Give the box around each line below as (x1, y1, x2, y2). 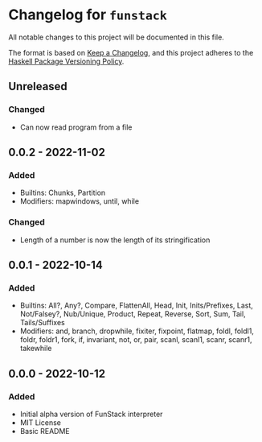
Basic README (19, 426, 70, 436)
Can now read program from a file (19, 122, 133, 132)
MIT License (19, 417, 62, 428)
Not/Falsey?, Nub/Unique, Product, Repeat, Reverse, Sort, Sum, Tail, (19, 309, 247, 319)
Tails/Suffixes (19, 318, 66, 328)
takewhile (19, 344, 52, 353)
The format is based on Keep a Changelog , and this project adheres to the (8, 48, 254, 57)
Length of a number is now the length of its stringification (19, 235, 211, 245)
